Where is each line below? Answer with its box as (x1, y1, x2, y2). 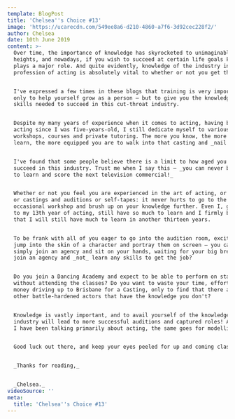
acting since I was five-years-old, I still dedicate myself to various (13, 126, 230, 133)
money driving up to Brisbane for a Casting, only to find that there (13, 286, 224, 293)
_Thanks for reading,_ (13, 362, 80, 369)
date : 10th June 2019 (7, 36, 71, 44)
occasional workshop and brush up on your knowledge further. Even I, (13, 203, 224, 211)
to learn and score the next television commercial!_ (13, 171, 173, 178)
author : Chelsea (7, 29, 55, 37)
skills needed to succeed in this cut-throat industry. (13, 101, 180, 108)
